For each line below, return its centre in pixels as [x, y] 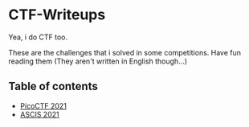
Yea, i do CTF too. [38, 37]
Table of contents [53, 86]
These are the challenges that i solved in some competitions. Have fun [125, 52]
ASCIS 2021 [39, 114]
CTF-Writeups [57, 15]
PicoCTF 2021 [43, 105]
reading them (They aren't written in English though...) [98, 61]
